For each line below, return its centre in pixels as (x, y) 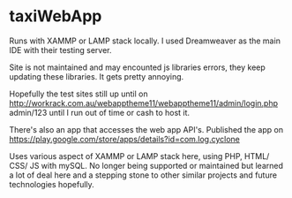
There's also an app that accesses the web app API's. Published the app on (146, 129)
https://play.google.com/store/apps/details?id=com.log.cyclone (125, 139)
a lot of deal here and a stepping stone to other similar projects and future (143, 175)
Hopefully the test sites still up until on (79, 94)
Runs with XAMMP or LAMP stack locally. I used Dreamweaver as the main (145, 41)
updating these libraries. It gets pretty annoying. (97, 76)
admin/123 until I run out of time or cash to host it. (100, 112)
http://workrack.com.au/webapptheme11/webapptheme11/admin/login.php (144, 103)
